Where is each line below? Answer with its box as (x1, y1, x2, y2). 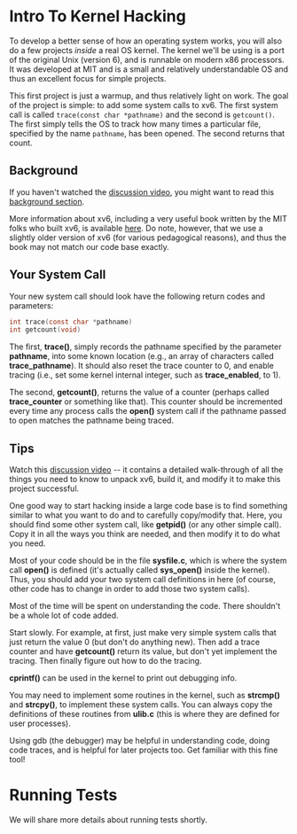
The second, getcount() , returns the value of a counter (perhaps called (9, 387, 270, 398)
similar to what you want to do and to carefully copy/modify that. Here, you (9, 510, 283, 520)
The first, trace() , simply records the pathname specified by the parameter (9, 341, 282, 352)
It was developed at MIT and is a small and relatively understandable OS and (9, 64, 289, 74)
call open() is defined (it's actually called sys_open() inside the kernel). (9, 565, 270, 575)
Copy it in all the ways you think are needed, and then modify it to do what (9, 529, 281, 540)
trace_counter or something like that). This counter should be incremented (9, 396, 284, 407)
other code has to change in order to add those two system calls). (9, 583, 250, 595)
